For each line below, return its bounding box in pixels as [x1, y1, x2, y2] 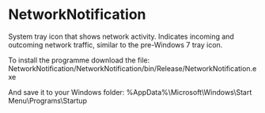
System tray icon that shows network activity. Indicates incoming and [8, 32, 235, 41]
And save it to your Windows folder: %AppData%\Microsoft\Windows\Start [8, 87, 252, 96]
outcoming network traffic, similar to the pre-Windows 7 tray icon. [8, 40, 223, 49]
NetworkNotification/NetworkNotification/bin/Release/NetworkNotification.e [8, 63, 257, 73]
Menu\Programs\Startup [8, 96, 87, 105]
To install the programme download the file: [8, 55, 150, 65]
